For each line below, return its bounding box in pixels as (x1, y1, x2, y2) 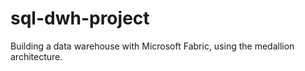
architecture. (10, 50, 63, 62)
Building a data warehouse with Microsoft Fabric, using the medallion (10, 40, 295, 52)
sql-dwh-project (10, 7, 150, 30)
